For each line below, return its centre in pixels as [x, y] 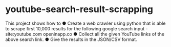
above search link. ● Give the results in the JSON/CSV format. [71, 39]
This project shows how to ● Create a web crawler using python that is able [85, 23]
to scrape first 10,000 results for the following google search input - [77, 28]
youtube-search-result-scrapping [79, 9]
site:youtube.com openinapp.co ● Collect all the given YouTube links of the [85, 34]
